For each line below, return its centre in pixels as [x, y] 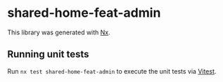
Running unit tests [48, 54]
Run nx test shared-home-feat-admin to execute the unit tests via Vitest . [112, 71]
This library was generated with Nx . [59, 32]
